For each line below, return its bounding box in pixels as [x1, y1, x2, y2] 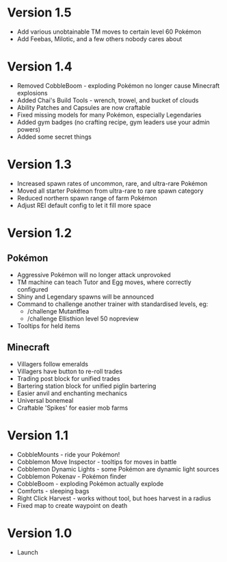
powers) [16, 125, 41, 133]
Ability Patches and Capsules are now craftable [16, 103, 150, 111]
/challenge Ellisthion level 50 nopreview [27, 314, 139, 323]
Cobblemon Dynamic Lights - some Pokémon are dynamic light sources [16, 465, 219, 473]
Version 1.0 [7, 525, 72, 541]
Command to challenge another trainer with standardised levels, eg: [16, 300, 209, 308]
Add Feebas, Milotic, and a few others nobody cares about [16, 34, 183, 43]
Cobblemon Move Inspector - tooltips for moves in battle [16, 458, 177, 466]
